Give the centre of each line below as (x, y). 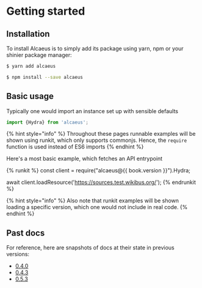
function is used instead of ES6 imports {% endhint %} (75, 147)
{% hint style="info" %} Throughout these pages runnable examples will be (101, 134)
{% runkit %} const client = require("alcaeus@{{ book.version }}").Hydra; (99, 171)
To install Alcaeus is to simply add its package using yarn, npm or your (95, 48)
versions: (18, 254)
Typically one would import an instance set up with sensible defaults (92, 111)
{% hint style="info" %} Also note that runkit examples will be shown (92, 201)
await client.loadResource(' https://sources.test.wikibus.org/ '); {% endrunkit (101, 182)
